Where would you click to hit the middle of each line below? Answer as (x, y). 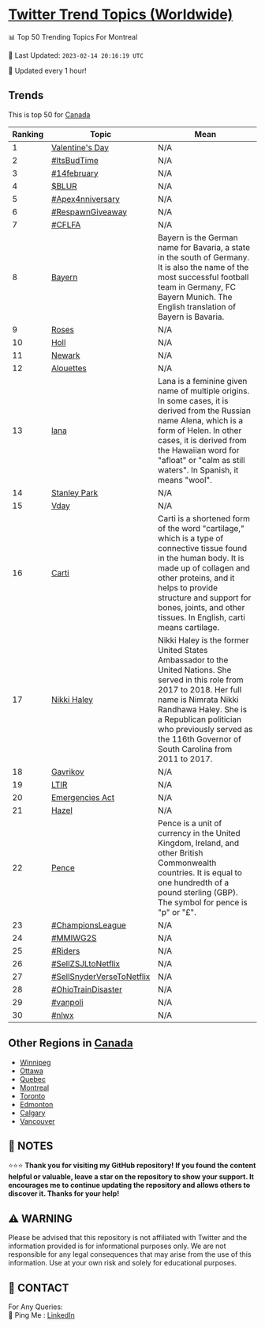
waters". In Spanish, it (198, 470)
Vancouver (37, 1121)
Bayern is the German (198, 237)
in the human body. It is (201, 558)
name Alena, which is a (200, 420)
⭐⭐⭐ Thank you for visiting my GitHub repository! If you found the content (132, 1166)
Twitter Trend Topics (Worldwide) (121, 15)
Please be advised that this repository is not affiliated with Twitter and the (127, 1238)
